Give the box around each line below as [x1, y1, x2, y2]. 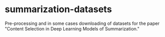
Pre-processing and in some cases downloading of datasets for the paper [5, 20, 160, 26]
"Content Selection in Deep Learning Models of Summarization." [5, 25, 140, 31]
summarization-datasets [5, 4, 113, 15]
